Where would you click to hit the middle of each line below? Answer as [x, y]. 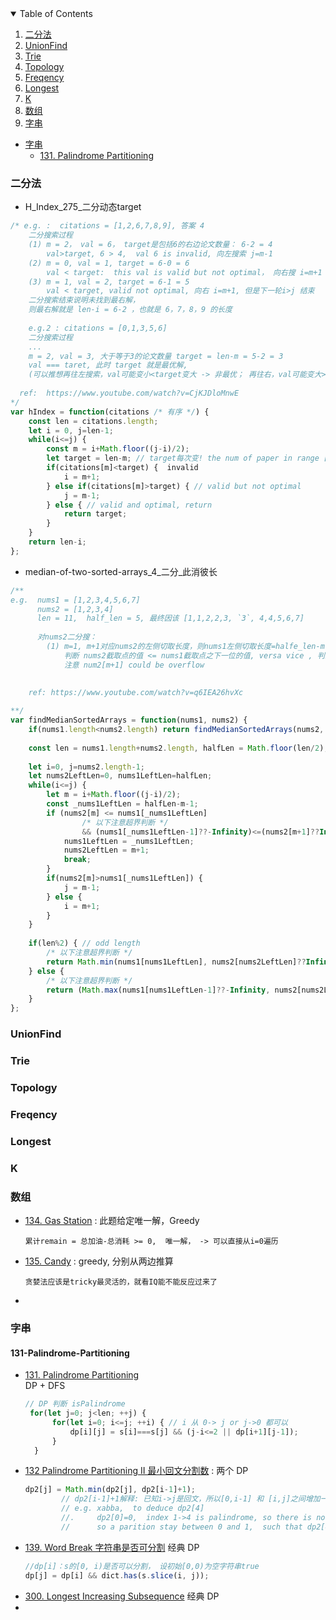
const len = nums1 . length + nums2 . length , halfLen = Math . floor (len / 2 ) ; [178, 748]
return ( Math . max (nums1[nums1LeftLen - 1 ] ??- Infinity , [158, 990]
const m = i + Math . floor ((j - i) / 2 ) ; [118, 449]
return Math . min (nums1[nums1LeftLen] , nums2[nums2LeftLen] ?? [176, 962]
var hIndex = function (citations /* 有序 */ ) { [110, 412]
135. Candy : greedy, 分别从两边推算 [99, 1261]
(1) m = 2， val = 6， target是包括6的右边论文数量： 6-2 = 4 [150, 245]
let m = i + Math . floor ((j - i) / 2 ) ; [114, 795]
